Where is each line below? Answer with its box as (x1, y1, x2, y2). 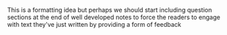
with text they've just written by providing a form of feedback (7, 21, 182, 28)
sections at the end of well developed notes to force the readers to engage (7, 13, 221, 21)
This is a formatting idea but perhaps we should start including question (7, 6, 212, 14)
